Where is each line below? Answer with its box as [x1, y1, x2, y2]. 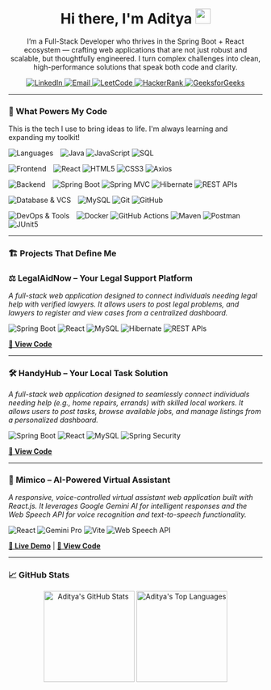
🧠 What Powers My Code [8, 105, 107, 116]
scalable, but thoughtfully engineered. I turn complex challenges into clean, [10, 53, 261, 63]
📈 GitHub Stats [8, 569, 70, 580]
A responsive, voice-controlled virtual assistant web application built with [8, 493, 253, 502]
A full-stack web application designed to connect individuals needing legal [8, 291, 258, 301]
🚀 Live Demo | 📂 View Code [8, 541, 101, 551]
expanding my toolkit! [8, 133, 81, 142]
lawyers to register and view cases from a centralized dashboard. [8, 308, 228, 318]
